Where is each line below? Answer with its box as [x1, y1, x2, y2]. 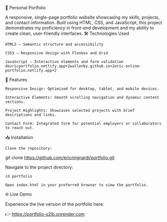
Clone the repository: [5, 146, 52, 151]
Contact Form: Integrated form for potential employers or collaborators [5, 121, 162, 126]
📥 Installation [5, 135, 33, 140]
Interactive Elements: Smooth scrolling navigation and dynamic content [5, 95, 160, 100]
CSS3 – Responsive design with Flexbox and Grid [5, 51, 108, 56]
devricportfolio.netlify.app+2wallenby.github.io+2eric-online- [5, 64, 142, 69]
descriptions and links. [5, 112, 57, 117]
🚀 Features [5, 77, 27, 82]
